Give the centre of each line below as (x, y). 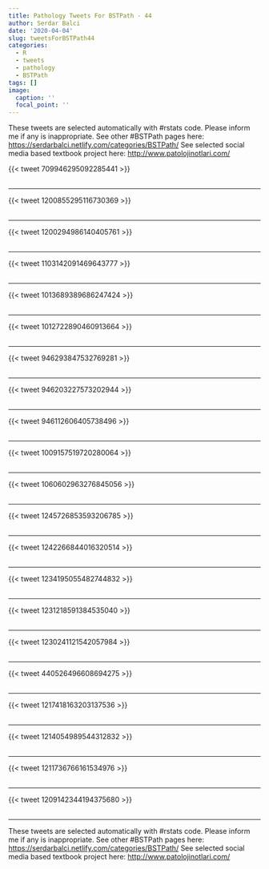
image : (19, 90)
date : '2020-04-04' (41, 30)
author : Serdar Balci (44, 23)
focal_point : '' (42, 105)
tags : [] (23, 82)
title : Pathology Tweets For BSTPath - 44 (80, 16)
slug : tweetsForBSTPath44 (51, 38)
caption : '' (36, 98)
